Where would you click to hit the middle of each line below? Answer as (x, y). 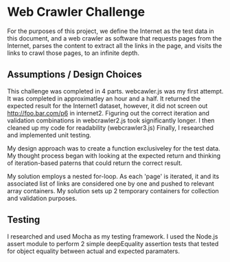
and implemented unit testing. (49, 135)
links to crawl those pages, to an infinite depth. (73, 53)
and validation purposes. (42, 198)
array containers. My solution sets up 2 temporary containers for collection (113, 190)
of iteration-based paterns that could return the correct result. (95, 163)
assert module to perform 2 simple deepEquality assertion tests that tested (113, 243)
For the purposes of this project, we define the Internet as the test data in (111, 31)
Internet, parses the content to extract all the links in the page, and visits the (115, 45)
